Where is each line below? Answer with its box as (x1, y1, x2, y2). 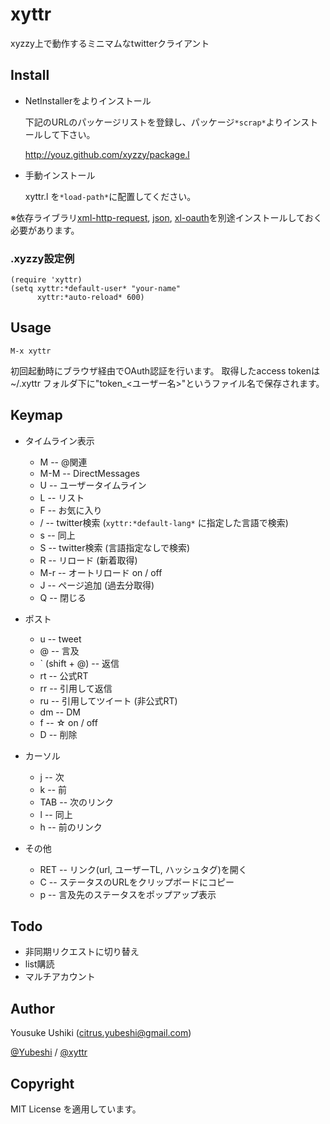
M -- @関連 (39, 456, 88, 468)
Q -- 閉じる (39, 591, 87, 603)
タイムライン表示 (24, 434, 95, 447)
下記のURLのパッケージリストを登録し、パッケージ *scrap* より (24, 116, 284, 128)
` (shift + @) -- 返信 (39, 657, 120, 669)
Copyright (10, 1075, 75, 1092)
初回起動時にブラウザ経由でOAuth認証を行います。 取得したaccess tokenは (10, 364, 320, 377)
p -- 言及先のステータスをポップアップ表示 (39, 888, 217, 900)
